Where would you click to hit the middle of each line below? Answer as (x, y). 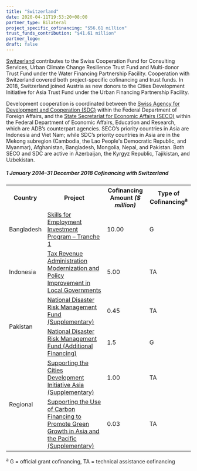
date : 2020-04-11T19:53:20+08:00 (47, 17)
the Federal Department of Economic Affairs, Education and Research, (91, 122)
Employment (64, 222)
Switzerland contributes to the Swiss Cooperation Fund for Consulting (91, 61)
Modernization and (73, 268)
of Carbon (61, 409)
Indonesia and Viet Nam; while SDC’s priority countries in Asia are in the (93, 134)
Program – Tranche (74, 237)
